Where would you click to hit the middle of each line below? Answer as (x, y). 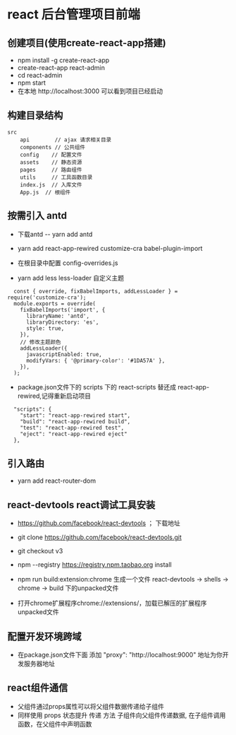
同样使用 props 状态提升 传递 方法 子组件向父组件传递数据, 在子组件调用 (122, 715)
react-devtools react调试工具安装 (81, 505)
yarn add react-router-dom (57, 481)
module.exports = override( (55, 304)
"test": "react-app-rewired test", (72, 428)
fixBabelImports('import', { (63, 310)
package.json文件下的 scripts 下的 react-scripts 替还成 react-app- (113, 387)
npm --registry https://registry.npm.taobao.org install (94, 565)
